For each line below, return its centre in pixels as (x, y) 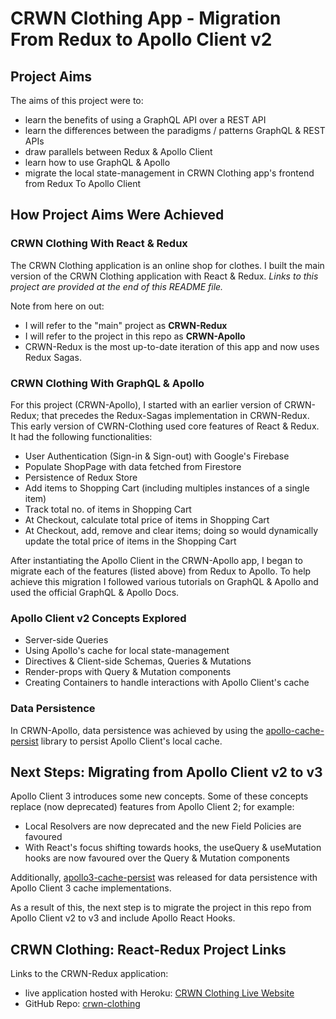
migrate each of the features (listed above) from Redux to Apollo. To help (161, 571)
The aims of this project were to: (77, 100)
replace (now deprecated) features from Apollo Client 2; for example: (152, 807)
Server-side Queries (66, 640)
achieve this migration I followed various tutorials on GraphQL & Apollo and (164, 581)
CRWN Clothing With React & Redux (99, 244)
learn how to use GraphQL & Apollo (97, 162)
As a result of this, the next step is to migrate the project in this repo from (161, 908)
